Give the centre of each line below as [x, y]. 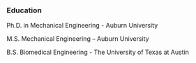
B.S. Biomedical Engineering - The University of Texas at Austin [98, 52]
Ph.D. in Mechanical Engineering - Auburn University [82, 26]
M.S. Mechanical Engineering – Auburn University [78, 39]
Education [24, 10]
